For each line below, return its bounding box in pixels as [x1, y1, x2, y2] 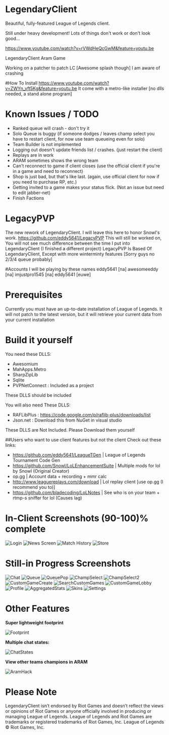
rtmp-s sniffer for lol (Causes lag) [12, 494, 82, 501]
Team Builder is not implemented [12, 141, 81, 147]
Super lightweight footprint [5, 619, 64, 625]
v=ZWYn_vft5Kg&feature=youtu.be [5, 85, 77, 91]
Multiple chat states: [5, 639, 49, 645]
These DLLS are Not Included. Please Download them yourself [5, 427, 135, 433]
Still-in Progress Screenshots [5, 558, 131, 569]
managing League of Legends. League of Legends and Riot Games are [5, 714, 152, 720]
